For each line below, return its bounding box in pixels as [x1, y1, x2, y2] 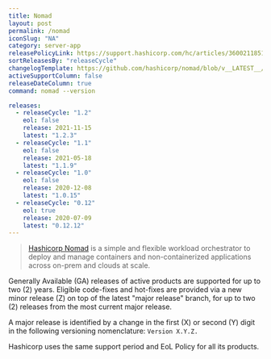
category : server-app [8, 42, 81, 50]
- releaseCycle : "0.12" [15, 198, 95, 207]
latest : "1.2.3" [23, 131, 78, 140]
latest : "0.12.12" [23, 221, 85, 230]
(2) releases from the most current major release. [8, 302, 172, 311]
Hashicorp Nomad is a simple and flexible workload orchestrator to [27, 244, 251, 253]
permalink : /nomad [8, 27, 70, 35]
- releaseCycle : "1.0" [15, 169, 92, 177]
